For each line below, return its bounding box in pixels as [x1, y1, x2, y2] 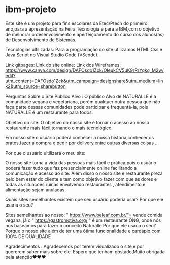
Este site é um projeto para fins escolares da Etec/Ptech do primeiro [5, 20, 148, 26]
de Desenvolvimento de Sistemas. [5, 37, 77, 43]
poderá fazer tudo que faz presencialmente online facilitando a [5, 165, 137, 171]
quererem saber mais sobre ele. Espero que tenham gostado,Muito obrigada [5, 248, 165, 255]
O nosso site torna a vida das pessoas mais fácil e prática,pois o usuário [5, 159, 156, 166]
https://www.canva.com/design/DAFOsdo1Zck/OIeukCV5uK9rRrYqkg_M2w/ [5, 67, 164, 73]
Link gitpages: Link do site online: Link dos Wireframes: [5, 62, 121, 68]
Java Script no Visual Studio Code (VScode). [5, 52, 99, 58]
